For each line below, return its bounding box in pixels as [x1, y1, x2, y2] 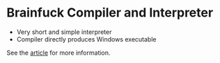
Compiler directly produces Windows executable [16, 35, 157, 43]
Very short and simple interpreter [16, 28, 112, 36]
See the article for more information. [6, 48, 111, 57]
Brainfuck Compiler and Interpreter [6, 5, 214, 21]
